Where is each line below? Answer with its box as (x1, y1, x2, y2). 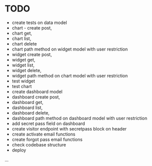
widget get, (11, 56, 35, 62)
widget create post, (11, 51, 52, 57)
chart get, (11, 30, 32, 36)
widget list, (11, 62, 35, 68)
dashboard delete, (11, 109, 50, 115)
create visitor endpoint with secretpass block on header (11, 125, 127, 131)
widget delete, (11, 67, 42, 73)
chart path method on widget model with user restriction (11, 46, 128, 52)
